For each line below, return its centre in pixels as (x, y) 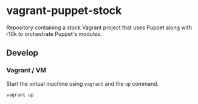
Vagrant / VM (26, 71)
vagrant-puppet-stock (64, 11)
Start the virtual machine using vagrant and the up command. (83, 83)
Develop (22, 53)
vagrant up (20, 95)
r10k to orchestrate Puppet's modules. (54, 33)
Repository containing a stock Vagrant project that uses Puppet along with (99, 27)
